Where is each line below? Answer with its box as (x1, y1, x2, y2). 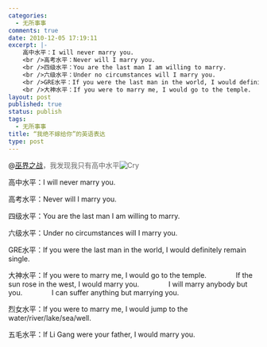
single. (8, 254, 30, 263)
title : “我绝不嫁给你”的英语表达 (8, 130, 106, 138)
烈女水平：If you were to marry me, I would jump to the (8, 304, 188, 314)
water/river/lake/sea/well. (8, 313, 91, 322)
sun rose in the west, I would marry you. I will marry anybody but (8, 279, 248, 289)
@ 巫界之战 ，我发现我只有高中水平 (8, 160, 120, 170)
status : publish (8, 108, 62, 116)
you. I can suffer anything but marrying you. (8, 287, 180, 297)
